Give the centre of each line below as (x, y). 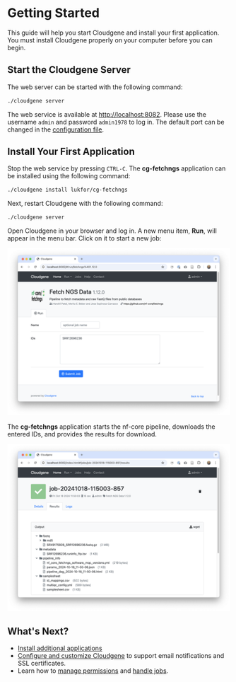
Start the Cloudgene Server (69, 70)
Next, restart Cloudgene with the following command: (85, 204)
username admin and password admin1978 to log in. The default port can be (116, 122)
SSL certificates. (41, 663)
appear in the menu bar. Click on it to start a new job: (84, 238)
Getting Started (54, 13)
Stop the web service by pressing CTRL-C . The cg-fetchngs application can (117, 168)
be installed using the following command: (69, 176)
